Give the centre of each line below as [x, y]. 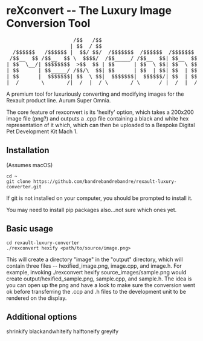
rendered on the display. [37, 298]
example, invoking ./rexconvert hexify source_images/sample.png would [96, 272]
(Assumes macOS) [30, 165]
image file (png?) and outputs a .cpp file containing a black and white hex [98, 118]
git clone [19, 181]
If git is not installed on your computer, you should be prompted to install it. [99, 198]
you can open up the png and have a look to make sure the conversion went [101, 285]
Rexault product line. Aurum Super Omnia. [59, 100]
